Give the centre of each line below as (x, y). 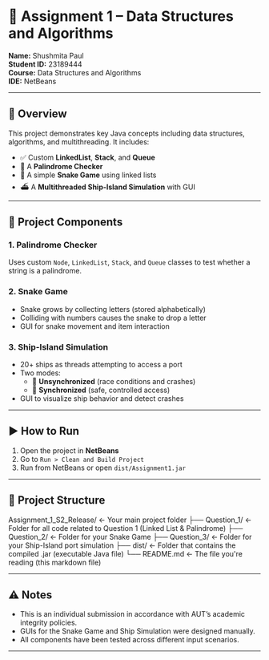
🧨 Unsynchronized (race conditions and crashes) (114, 382)
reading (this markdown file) (55, 562)
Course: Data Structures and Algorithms (75, 72)
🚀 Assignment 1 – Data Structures (121, 16)
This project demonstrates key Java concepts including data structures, (127, 133)
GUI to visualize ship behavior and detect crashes (102, 399)
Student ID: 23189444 (45, 64)
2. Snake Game (38, 292)
